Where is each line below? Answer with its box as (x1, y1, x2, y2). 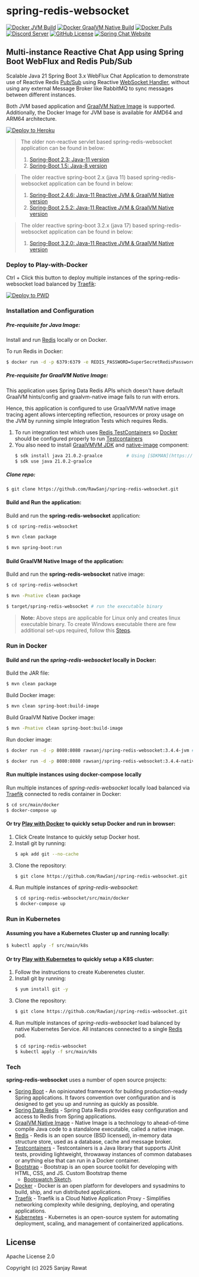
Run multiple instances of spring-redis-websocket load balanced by (14, 1019, 181, 1026)
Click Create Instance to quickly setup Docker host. (14, 833, 140, 840)
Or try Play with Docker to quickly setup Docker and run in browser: (6, 820, 176, 827)
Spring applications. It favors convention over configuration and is (14, 1094, 176, 1101)
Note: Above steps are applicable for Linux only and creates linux (20, 614, 181, 621)
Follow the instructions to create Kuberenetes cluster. (14, 968, 145, 976)
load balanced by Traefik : (34, 280, 97, 288)
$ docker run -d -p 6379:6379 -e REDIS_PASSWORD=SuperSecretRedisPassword (6, 359, 195, 365)
